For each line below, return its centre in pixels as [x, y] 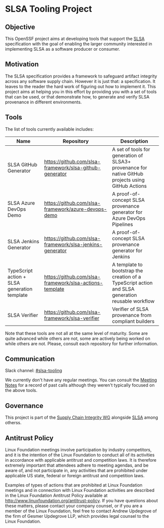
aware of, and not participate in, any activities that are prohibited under [76, 470]
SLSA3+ [122, 161]
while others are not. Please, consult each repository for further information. [82, 343]
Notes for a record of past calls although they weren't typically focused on [80, 385]
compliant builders [133, 321]
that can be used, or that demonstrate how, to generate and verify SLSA [77, 97]
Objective [20, 27]
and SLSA [123, 289]
